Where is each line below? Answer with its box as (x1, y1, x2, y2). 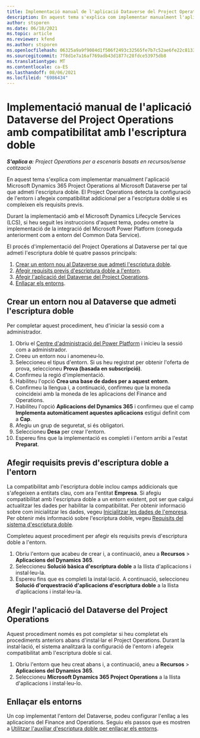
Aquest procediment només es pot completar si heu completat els (7, 630, 168, 637)
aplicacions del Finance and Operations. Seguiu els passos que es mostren (7, 719, 191, 726)
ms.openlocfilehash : (7, 47, 58, 53)
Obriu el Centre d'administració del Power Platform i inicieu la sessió (15, 340, 183, 347)
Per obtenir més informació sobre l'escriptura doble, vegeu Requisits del (7, 514, 183, 521)
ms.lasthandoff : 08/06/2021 (7, 69, 77, 75)
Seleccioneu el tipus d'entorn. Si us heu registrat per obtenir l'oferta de (15, 359, 189, 366)
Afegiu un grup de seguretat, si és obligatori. (15, 422, 125, 429)
